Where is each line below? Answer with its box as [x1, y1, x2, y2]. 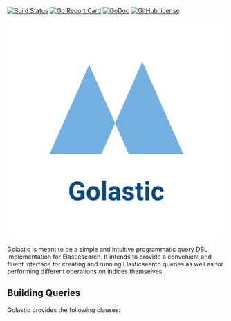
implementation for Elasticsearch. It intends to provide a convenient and [7, 253, 212, 261]
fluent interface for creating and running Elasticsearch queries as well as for [7, 260, 223, 268]
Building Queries [7, 287, 81, 299]
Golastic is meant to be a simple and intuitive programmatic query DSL [7, 246, 208, 253]
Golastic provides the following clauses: [7, 305, 121, 314]
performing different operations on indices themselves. [7, 267, 165, 275]
